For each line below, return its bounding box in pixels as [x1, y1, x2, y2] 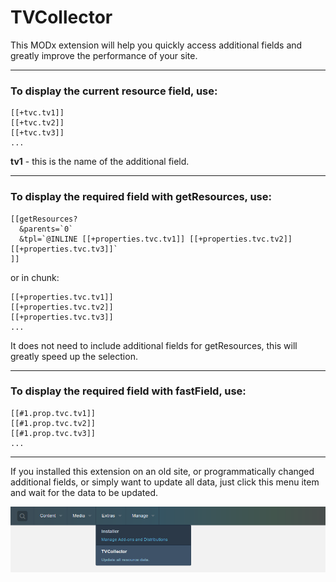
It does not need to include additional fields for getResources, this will [10, 339, 298, 351]
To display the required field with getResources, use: [10, 190, 272, 204]
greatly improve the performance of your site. [10, 49, 198, 61]
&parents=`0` [19, 224, 74, 234]
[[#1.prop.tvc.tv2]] [10, 418, 97, 428]
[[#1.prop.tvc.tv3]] [10, 428, 97, 438]
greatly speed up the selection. [10, 350, 138, 362]
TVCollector [10, 6, 113, 29]
